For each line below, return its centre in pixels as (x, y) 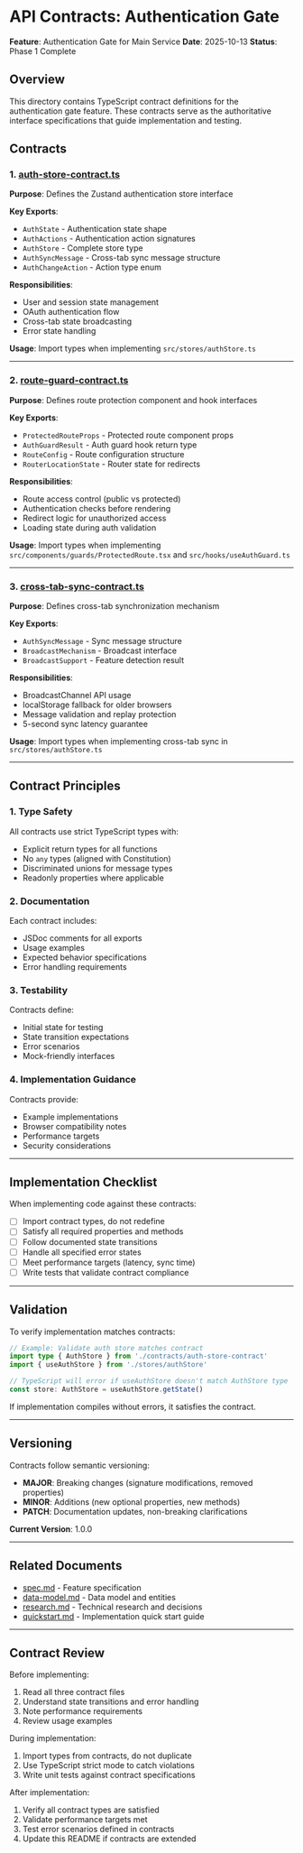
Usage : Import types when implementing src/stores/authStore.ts (133, 348)
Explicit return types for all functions (90, 849)
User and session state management (91, 302)
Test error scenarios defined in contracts (98, 1830)
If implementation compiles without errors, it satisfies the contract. (133, 1406)
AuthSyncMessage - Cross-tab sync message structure (121, 258)
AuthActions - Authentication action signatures (109, 239)
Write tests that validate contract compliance (106, 1272)
